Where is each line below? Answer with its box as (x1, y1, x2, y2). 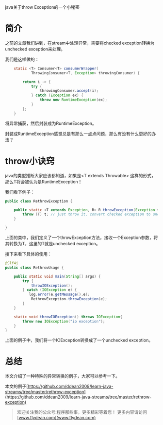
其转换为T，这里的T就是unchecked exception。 (5, 241, 100, 246)
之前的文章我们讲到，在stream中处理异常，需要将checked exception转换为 (5, 40, 155, 46)
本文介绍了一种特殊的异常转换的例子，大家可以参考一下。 (5, 373, 120, 379)
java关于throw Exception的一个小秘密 (5, 4, 80, 10)
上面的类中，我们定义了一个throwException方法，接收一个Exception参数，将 (5, 235, 158, 240)
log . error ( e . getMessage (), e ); (29, 292, 90, 297)
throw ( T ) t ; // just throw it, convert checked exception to (22, 212, 151, 217)
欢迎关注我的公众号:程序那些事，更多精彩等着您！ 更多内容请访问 (16, 409, 147, 415)
